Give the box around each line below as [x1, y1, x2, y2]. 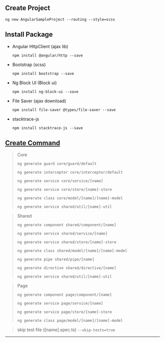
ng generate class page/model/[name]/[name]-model [17, 318, 123, 323]
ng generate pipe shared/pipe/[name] [17, 257, 95, 262]
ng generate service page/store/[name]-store [17, 310, 112, 314]
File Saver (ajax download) [12, 98, 66, 104]
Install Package [5, 31, 53, 39]
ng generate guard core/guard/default [17, 161, 97, 166]
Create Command [5, 139, 60, 147]
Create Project [5, 4, 51, 12]
